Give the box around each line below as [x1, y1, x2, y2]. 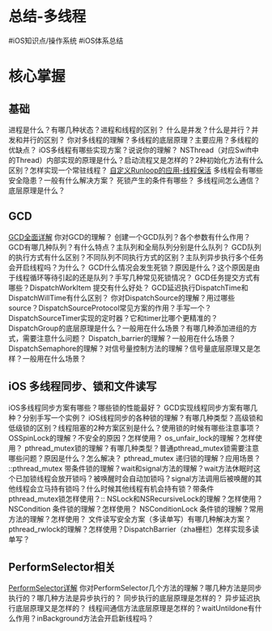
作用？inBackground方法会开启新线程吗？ [15, 613, 155, 624]
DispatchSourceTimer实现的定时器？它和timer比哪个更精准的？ [8, 313, 219, 322]
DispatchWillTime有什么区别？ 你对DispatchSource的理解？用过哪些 [8, 292, 236, 302]
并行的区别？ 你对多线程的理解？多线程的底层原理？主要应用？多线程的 [22, 134, 259, 144]
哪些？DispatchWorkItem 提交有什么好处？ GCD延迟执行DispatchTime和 [8, 283, 249, 292]
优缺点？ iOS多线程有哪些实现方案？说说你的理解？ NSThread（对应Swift [8, 145, 253, 155]
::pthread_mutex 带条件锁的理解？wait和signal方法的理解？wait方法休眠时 [8, 463, 254, 473]
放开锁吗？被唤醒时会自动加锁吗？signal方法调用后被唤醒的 [57, 473, 255, 483]
